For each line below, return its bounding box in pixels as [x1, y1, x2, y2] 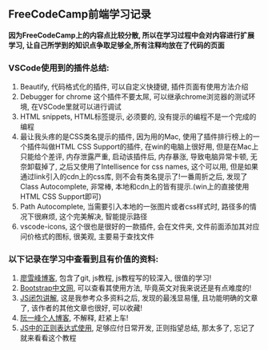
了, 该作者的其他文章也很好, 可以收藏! [19, 303, 142, 313]
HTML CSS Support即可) [19, 192, 102, 201]
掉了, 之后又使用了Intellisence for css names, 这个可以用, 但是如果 [41, 162, 258, 172]
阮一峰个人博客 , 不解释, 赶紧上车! [19, 313, 129, 323]
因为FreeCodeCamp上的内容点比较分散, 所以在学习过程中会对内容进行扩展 [8, 30, 254, 40]
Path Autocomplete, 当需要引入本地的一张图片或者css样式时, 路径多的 [19, 202, 250, 212]
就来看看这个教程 [19, 333, 77, 343]
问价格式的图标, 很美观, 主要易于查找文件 [19, 232, 154, 241]
